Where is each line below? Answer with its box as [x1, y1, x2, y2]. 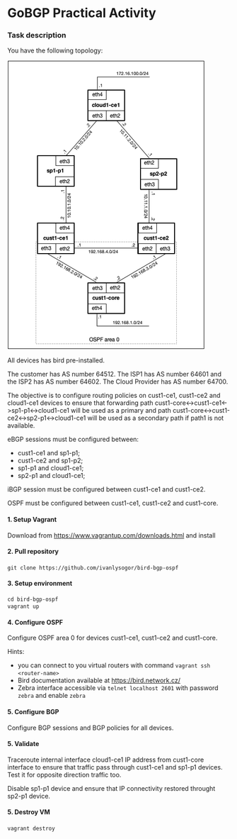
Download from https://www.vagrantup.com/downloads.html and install [7, 530, 216, 540]
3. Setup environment [7, 579, 73, 588]
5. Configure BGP [7, 707, 59, 716]
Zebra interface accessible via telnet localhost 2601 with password [17, 684, 219, 692]
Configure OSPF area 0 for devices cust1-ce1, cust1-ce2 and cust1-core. [7, 633, 218, 643]
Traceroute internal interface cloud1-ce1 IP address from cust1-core [7, 755, 204, 764]
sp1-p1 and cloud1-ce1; [17, 464, 84, 472]
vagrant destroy [7, 825, 55, 832]
